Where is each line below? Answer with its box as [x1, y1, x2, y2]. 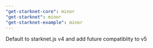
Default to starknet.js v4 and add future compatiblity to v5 [5, 36, 148, 43]
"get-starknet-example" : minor [5, 19, 83, 25]
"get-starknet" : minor [5, 14, 62, 20]
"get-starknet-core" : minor [5, 8, 75, 15]
